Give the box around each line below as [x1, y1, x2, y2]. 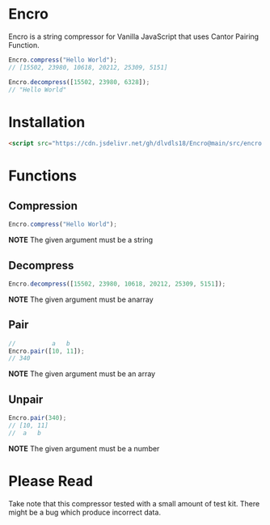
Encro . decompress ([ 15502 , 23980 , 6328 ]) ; [8, 78, 150, 86]
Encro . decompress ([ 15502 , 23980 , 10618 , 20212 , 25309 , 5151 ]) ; [8, 280, 226, 288]
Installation [8, 112, 86, 131]
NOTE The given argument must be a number [8, 443, 160, 453]
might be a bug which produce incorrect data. [8, 507, 162, 517]
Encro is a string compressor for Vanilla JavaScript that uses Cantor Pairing [8, 32, 259, 41]
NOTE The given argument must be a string [8, 235, 154, 245]
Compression [8, 199, 78, 213]
